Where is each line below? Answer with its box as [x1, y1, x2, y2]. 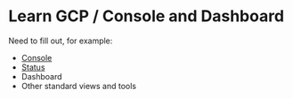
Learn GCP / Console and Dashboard [8, 6, 285, 26]
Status [20, 62, 45, 72]
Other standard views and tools [20, 80, 137, 91]
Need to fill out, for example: [8, 35, 113, 46]
